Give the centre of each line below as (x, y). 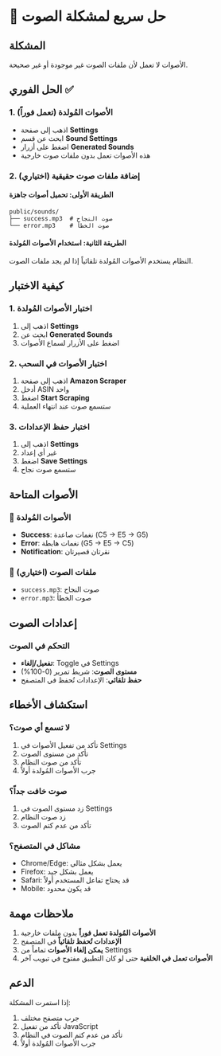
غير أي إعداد (39, 452)
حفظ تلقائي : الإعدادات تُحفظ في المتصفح (81, 679)
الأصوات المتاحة (44, 494)
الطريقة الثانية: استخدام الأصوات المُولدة (68, 243)
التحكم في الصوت (39, 646)
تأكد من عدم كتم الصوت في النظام (72, 1034)
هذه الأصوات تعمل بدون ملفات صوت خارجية (85, 155)
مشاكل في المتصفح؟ (45, 846)
